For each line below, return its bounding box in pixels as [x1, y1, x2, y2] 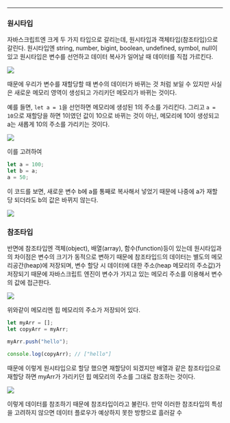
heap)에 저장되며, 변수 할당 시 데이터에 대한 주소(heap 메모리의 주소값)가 [25, 261, 221, 270]
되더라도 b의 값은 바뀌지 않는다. [14, 196, 99, 204]
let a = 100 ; [7, 162, 44, 168]
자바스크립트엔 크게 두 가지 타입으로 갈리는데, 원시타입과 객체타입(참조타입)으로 [7, 36, 218, 44]
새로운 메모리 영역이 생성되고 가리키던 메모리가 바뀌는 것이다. [14, 88, 177, 97]
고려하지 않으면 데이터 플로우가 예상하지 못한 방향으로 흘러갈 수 [14, 408, 183, 416]
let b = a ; [7, 168, 38, 175]
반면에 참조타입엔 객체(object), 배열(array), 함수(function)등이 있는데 [7, 244, 193, 253]
